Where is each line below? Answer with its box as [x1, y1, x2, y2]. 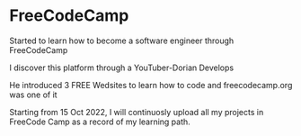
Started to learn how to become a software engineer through [9, 35, 235, 46]
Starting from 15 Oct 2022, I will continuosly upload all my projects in [9, 106, 264, 117]
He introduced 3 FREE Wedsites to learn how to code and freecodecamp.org [9, 79, 293, 90]
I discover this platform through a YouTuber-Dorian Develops [9, 62, 235, 73]
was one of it [9, 89, 58, 100]
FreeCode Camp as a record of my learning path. [9, 116, 190, 127]
